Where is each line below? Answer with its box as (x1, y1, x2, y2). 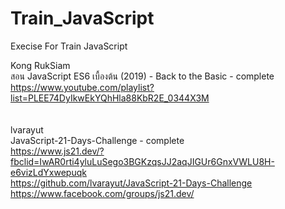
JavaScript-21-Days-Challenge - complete (10, 134, 185, 146)
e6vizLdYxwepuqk (10, 166, 87, 178)
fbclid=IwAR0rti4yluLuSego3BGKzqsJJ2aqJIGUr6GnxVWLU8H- (10, 155, 275, 167)
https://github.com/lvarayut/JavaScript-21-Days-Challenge (10, 177, 253, 189)
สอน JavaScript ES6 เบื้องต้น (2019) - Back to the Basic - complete (10, 70, 275, 82)
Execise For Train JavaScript (10, 40, 128, 52)
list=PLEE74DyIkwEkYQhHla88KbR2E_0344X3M (10, 92, 210, 104)
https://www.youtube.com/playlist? (10, 81, 155, 93)
